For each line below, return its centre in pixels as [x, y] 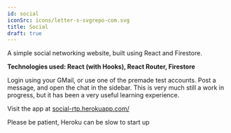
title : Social [28, 27]
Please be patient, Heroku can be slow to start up [78, 122]
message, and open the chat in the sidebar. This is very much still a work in [116, 87]
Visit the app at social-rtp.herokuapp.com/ [68, 108]
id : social [23, 14]
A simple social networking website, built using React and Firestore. [105, 53]
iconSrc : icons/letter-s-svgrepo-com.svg [69, 20]
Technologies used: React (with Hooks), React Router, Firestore [101, 66]
